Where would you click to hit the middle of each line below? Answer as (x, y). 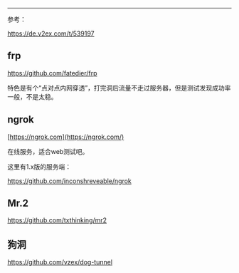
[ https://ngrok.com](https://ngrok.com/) (66, 137)
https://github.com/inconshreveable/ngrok (69, 181)
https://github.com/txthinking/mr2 (57, 220)
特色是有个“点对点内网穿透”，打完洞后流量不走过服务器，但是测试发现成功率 (119, 88)
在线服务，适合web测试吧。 (48, 151)
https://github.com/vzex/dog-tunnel (60, 262)
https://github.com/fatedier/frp (52, 73)
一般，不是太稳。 (32, 96)
